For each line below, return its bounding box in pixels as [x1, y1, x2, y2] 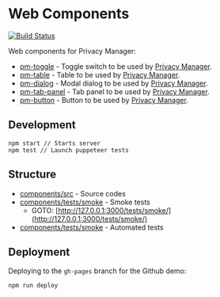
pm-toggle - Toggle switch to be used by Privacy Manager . [19, 61, 212, 71]
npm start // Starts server [8, 139, 101, 147]
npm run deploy [8, 282, 59, 290]
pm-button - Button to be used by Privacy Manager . [19, 95, 188, 105]
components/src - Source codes [19, 188, 127, 198]
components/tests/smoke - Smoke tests [19, 197, 150, 207]
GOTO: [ [31, 205, 59, 215]
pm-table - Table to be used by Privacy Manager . [19, 70, 180, 79]
